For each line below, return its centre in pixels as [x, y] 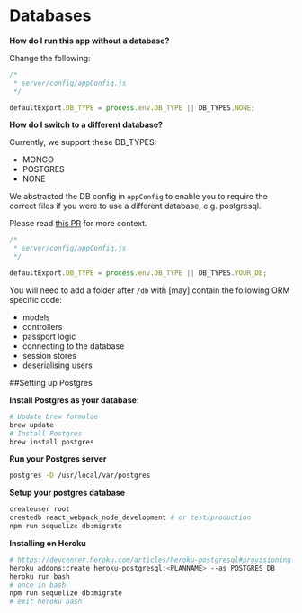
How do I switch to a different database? [86, 125]
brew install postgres [52, 442]
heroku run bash [40, 576]
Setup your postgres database [67, 493]
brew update [31, 425]
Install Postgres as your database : [74, 400]
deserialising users [57, 365]
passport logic [49, 336]
